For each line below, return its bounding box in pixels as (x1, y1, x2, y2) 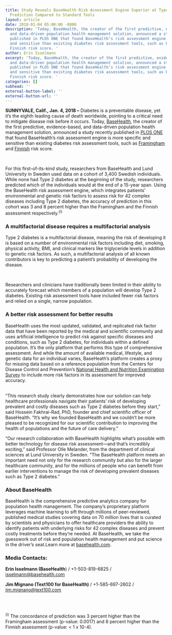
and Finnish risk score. (5, 146, 53, 152)
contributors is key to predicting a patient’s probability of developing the (5, 256, 157, 262)
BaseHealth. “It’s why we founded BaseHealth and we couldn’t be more (5, 414, 156, 420)
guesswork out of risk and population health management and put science (5, 536, 162, 542)
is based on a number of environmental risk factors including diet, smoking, (5, 240, 165, 246)
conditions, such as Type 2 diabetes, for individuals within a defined (5, 339, 149, 345)
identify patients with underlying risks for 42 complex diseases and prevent (5, 525, 165, 531)
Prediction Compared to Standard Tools (10, 12, 95, 17)
